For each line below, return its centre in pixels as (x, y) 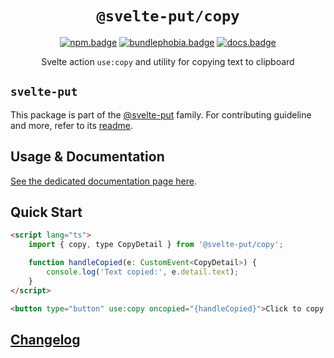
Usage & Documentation (87, 157)
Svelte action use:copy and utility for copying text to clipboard (168, 61)
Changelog (45, 339)
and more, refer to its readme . (71, 125)
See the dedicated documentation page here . (103, 181)
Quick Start (46, 212)
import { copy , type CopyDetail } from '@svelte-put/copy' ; (156, 245)
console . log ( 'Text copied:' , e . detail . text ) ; (143, 272)
